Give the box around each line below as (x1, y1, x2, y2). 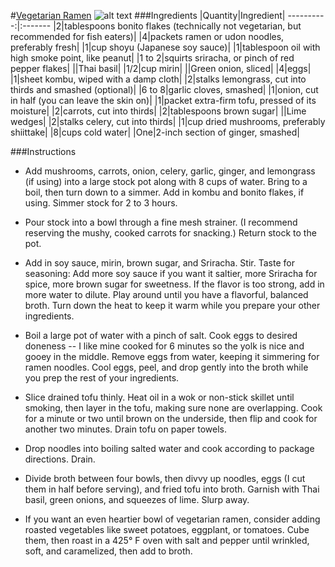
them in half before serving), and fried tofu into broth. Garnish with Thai (24, 483, 320, 495)
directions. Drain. (24, 453, 96, 465)
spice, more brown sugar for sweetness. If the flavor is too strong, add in (24, 278, 325, 290)
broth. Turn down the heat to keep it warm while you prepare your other (24, 300, 321, 311)
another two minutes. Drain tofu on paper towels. (24, 423, 227, 435)
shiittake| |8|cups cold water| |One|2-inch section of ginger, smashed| (10, 126, 300, 138)
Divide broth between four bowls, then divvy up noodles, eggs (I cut (24, 473, 306, 484)
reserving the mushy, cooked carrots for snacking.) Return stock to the (24, 227, 317, 239)
